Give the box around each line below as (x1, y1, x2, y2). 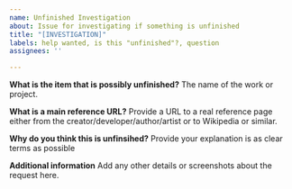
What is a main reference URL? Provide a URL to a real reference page (9, 106, 273, 117)
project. (9, 89, 39, 100)
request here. (9, 170, 59, 181)
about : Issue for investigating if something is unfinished (9, 22, 241, 31)
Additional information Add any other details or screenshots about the (9, 160, 272, 171)
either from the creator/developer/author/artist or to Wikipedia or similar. (9, 116, 278, 127)
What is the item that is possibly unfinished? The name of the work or (9, 79, 273, 90)
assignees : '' (9, 47, 63, 56)
